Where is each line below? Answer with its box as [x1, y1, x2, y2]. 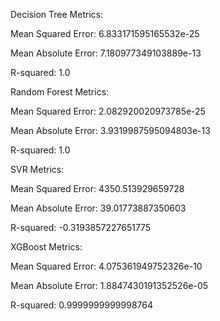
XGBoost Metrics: [10, 241, 83, 253]
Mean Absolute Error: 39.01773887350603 [10, 202, 187, 214]
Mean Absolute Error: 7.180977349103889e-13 [10, 47, 202, 59]
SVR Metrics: [10, 164, 65, 175]
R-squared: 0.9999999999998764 [10, 299, 153, 311]
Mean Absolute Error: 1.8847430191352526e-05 [10, 280, 209, 291]
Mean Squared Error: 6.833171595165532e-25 [10, 28, 200, 39]
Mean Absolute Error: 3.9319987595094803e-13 [10, 125, 211, 136]
